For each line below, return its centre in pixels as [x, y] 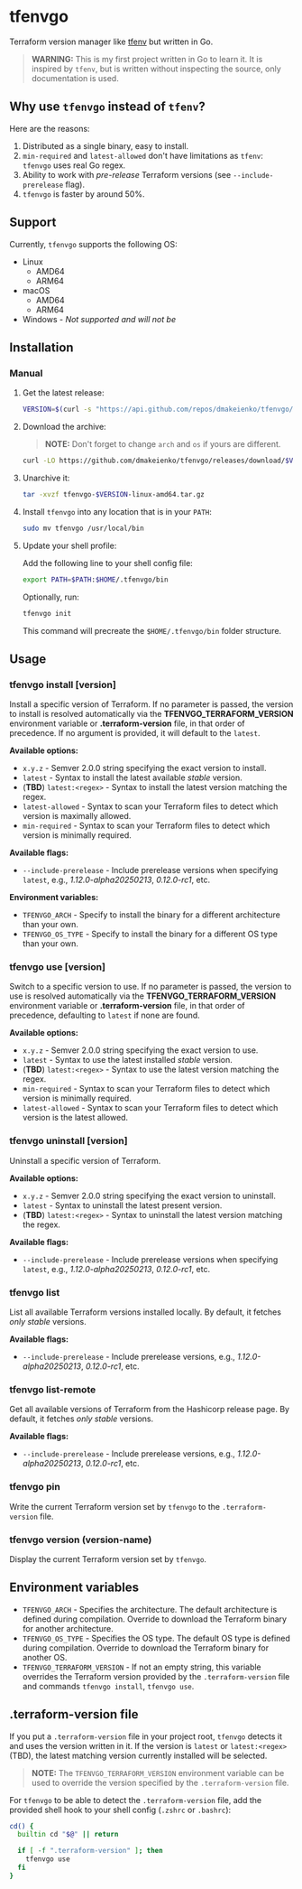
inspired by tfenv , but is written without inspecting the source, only [156, 69]
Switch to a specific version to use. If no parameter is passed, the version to [151, 987]
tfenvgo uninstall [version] [69, 1141]
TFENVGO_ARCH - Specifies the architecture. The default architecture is [150, 1609]
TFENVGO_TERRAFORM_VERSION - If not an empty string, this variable [142, 1667]
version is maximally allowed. [77, 816]
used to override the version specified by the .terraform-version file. [160, 1782]
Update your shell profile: [69, 545]
